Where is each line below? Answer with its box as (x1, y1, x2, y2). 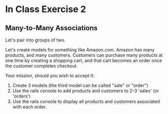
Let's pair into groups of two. (5, 37, 66, 43)
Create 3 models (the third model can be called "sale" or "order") (12, 82, 148, 88)
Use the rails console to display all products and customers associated (12, 98, 160, 104)
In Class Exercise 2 (5, 4, 87, 15)
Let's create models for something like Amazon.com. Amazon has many (5, 47, 155, 52)
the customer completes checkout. (5, 63, 78, 69)
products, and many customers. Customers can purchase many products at (5, 52, 163, 58)
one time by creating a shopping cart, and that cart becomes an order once (5, 58, 162, 64)
